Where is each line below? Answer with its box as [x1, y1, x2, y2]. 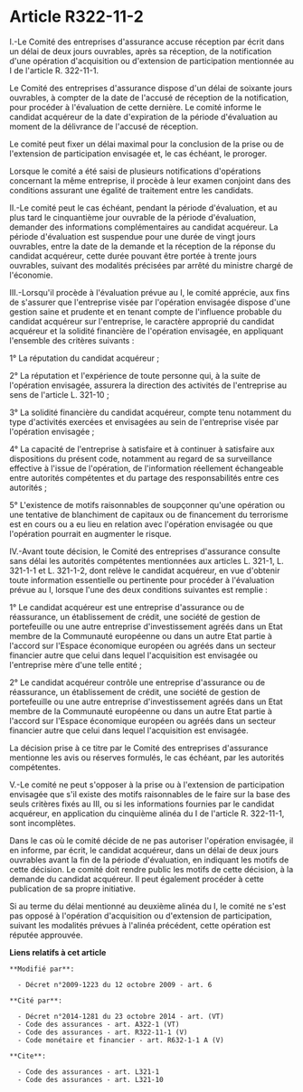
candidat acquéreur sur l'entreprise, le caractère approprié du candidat [9, 315, 275, 326]
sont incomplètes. [9, 817, 77, 828]
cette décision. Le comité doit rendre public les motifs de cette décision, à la [9, 863, 294, 874]
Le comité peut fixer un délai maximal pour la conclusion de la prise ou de [9, 138, 285, 149]
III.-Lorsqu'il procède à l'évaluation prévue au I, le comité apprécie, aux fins [9, 287, 290, 297]
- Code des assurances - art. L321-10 [17, 1075, 165, 1084]
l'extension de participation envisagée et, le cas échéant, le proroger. [9, 147, 268, 159]
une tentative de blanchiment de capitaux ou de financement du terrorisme [9, 509, 289, 520]
